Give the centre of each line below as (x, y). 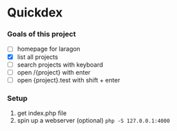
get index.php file (42, 113)
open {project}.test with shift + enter (69, 80)
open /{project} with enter (54, 72)
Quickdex (35, 13)
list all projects (37, 57)
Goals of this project (42, 34)
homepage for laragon (49, 49)
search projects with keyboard (60, 64)
